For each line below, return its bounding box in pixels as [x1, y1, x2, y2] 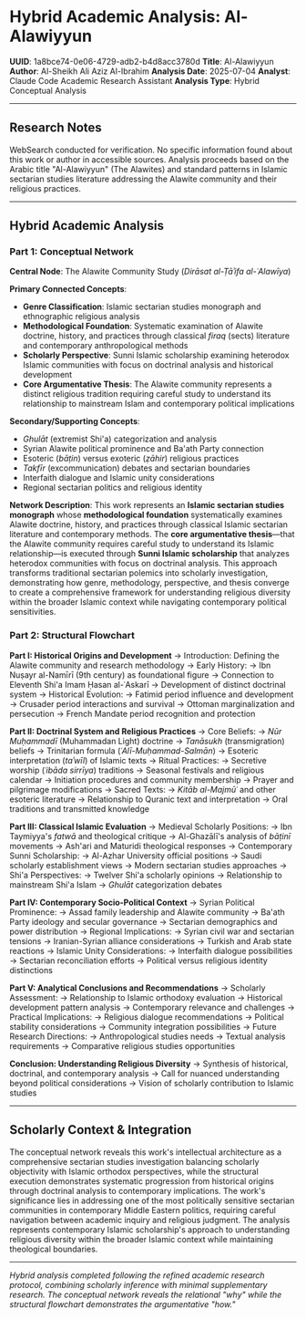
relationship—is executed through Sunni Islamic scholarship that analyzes [9, 548, 290, 559]
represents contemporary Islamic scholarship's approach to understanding [9, 1224, 290, 1235]
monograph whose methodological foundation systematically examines [9, 509, 283, 521]
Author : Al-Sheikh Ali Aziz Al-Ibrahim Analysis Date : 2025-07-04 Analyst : [9, 66, 291, 77]
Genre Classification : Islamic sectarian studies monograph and [22, 301, 261, 312]
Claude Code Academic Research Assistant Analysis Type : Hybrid [9, 75, 260, 86]
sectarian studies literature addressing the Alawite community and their [9, 173, 278, 184]
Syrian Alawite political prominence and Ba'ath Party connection [22, 443, 264, 454]
